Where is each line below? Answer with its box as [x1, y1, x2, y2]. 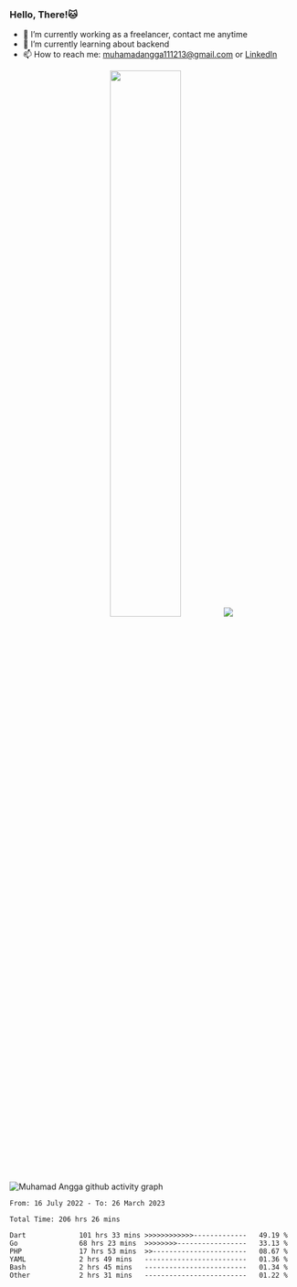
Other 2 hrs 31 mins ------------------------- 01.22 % [9, 1271, 288, 1280]
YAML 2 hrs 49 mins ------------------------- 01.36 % [9, 1254, 288, 1264]
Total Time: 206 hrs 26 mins [9, 1215, 121, 1224]
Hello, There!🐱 [9, 8, 79, 21]
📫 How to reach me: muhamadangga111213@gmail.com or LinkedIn [22, 49, 278, 60]
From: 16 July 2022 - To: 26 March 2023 [9, 1198, 166, 1207]
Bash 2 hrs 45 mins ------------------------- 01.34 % [9, 1262, 288, 1271]
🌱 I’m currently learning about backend [22, 38, 170, 49]
